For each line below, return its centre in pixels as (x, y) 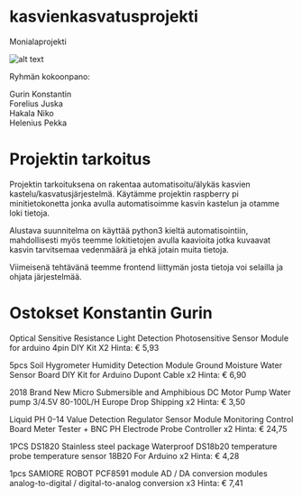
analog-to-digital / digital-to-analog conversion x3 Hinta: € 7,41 (126, 483)
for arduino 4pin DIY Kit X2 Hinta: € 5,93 (84, 347)
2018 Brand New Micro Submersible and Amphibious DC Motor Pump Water (150, 392)
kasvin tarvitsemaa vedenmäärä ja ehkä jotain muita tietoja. (119, 249)
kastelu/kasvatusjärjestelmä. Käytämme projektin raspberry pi (124, 193)
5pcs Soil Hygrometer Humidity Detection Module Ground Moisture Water (146, 365)
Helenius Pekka (38, 123)
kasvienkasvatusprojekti (104, 17)
